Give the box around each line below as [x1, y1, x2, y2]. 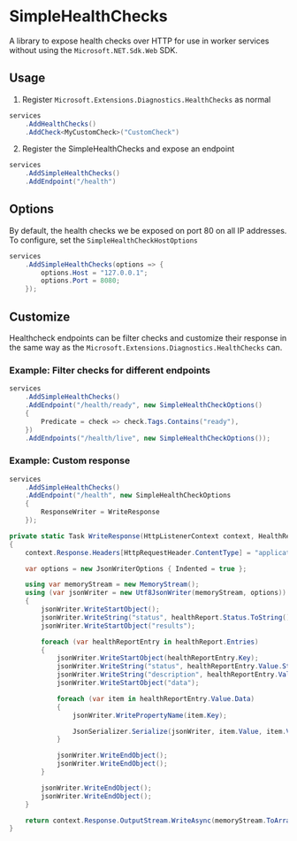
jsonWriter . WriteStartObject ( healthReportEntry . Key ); [56, 653, 259, 663]
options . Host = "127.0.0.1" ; [41, 268, 148, 277]
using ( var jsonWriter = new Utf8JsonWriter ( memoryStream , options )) [25, 589, 287, 598]
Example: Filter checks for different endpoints [9, 364, 210, 376]
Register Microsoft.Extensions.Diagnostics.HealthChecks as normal [21, 94, 271, 104]
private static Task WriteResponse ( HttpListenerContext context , [9, 531, 255, 541]
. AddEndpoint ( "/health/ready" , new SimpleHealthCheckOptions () [25, 401, 263, 410]
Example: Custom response [9, 454, 131, 467]
